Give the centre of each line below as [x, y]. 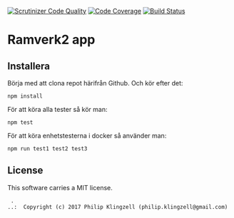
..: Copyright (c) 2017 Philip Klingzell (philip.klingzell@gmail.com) [118, 207]
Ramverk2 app [51, 40]
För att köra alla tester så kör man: [57, 109]
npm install [25, 96]
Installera [29, 66]
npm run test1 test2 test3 [47, 149]
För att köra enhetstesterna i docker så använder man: [87, 136]
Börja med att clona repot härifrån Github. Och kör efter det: [95, 83]
